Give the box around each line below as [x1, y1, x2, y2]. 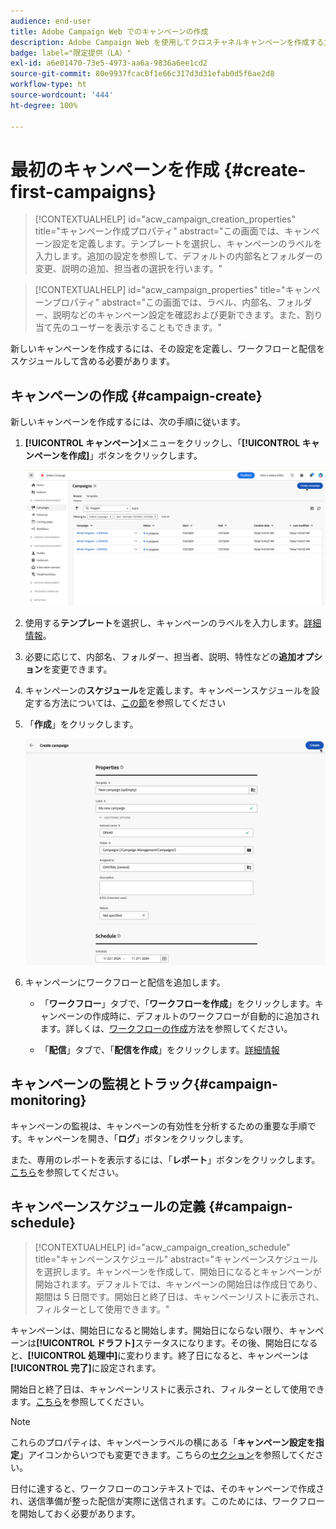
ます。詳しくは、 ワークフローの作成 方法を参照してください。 [39, 1022, 293, 1034]
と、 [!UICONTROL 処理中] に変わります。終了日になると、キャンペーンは [10, 1349, 309, 1361]
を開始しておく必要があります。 [10, 1507, 141, 1519]
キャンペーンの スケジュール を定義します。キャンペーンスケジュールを [24, 684, 312, 696]
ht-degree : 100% [10, 100, 78, 110]
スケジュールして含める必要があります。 [10, 355, 176, 367]
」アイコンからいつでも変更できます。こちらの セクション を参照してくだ [19, 1448, 316, 1460]
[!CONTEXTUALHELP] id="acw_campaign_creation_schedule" [34, 1241, 291, 1253]
